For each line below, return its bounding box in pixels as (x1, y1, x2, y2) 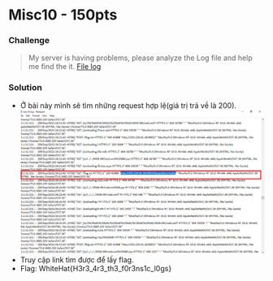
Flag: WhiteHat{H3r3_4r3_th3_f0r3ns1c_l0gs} (19, 264, 172, 274)
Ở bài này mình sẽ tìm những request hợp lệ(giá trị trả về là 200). (19, 100, 237, 110)
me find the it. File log (28, 62, 102, 71)
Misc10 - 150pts (8, 6, 118, 24)
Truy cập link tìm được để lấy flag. (19, 255, 134, 265)
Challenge (8, 35, 50, 46)
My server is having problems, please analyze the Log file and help (28, 53, 253, 63)
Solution (8, 82, 43, 93)
